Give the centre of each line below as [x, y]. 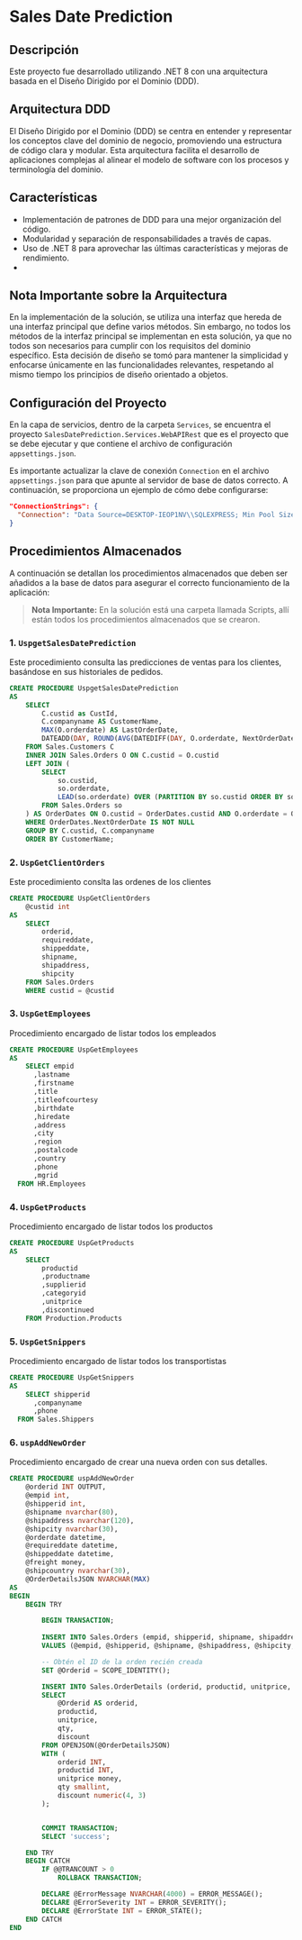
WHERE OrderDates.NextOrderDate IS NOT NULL [110, 822]
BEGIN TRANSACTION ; [78, 1621]
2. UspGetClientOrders [57, 862]
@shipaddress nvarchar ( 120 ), [80, 1520]
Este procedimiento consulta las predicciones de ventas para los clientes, [146, 662]
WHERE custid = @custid [70, 990]
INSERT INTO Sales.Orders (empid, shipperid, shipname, [148, 1637]
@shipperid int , [56, 1504]
